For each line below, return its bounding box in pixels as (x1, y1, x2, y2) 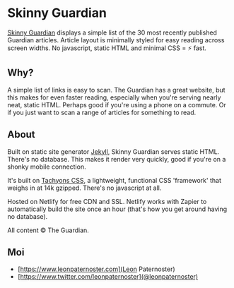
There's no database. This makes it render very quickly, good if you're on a (7, 155, 226, 163)
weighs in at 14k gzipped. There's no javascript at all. (7, 184, 162, 192)
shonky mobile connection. (7, 162, 86, 171)
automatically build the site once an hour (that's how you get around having (7, 205, 228, 213)
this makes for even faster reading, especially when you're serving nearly (7, 93, 221, 102)
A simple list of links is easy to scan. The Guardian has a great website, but (7, 85, 226, 94)
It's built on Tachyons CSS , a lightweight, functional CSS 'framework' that (7, 176, 221, 184)
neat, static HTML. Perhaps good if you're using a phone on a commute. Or (7, 100, 226, 109)
